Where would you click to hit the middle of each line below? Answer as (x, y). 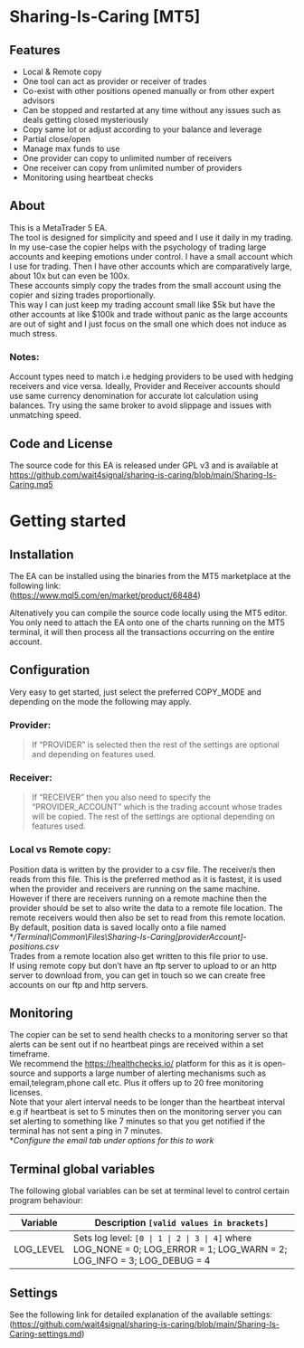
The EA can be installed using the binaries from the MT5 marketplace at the (150, 575)
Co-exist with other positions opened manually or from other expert (148, 91)
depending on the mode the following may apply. (100, 701)
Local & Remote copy (62, 71)
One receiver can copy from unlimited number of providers (132, 168)
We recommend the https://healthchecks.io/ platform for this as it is (135, 1064)
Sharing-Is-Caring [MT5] (105, 17)
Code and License (61, 444)
